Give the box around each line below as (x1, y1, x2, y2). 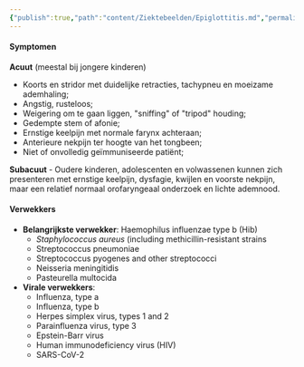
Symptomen (9, 42, 57, 53)
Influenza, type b (35, 301, 100, 313)
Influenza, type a (35, 292, 100, 303)
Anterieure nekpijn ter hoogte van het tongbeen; (22, 137, 203, 148)
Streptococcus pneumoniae (35, 244, 140, 255)
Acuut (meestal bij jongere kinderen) (9, 61, 147, 72)
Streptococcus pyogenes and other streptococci (35, 253, 217, 264)
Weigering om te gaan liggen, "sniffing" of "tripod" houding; (22, 108, 247, 119)
